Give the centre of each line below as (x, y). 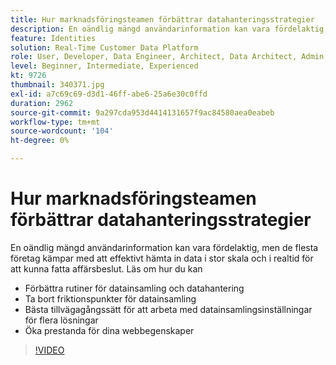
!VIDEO (49, 350)
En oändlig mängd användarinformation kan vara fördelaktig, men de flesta (164, 247)
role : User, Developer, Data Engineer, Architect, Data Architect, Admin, (169, 57)
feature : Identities (53, 38)
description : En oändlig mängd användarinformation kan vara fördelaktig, (169, 29)
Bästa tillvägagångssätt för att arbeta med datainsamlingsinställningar (168, 309)
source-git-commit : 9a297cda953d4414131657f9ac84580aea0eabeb (142, 112)
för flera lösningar (61, 320)
